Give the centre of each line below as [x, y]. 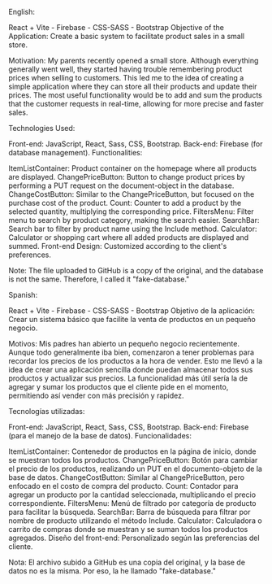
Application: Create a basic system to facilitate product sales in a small [127, 36]
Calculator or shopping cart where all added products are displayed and [129, 238]
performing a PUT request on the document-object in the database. [121, 185]
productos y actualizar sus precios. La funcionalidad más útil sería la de [128, 378]
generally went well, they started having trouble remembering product [125, 69]
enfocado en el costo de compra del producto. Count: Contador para [123, 486]
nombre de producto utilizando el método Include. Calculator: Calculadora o [135, 521]
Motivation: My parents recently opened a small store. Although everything [134, 61]
